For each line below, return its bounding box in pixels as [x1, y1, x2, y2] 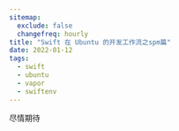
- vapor [17, 79, 46, 88]
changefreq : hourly [17, 29, 89, 38]
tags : [9, 54, 29, 63]
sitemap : [9, 12, 41, 22]
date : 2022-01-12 [9, 46, 73, 55]
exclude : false [17, 21, 73, 30]
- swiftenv [17, 87, 57, 96]
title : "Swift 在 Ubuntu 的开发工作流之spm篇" [9, 37, 172, 47]
